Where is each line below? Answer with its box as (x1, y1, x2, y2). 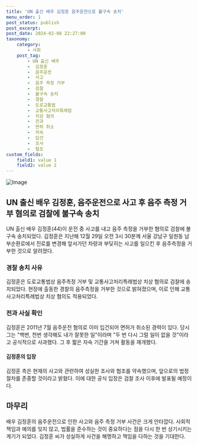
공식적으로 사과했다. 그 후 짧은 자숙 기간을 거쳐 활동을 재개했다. (12, 338, 158, 346)
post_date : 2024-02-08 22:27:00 (6, 31, 86, 37)
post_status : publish (6, 20, 60, 25)
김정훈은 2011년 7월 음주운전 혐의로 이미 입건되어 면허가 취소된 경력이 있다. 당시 (6, 323, 190, 331)
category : (17, 42, 41, 48)
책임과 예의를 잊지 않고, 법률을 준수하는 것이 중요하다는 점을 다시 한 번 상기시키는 (6, 425, 192, 432)
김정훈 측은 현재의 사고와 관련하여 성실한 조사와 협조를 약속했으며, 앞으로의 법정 (6, 367, 189, 374)
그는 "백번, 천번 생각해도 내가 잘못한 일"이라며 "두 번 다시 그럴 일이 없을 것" (6, 331, 179, 338)
